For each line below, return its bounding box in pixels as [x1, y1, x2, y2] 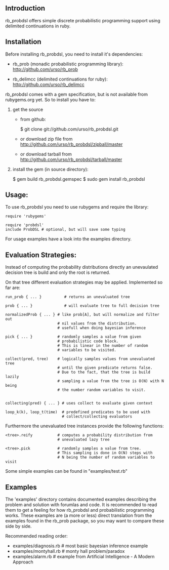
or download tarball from [20, 151, 72, 157]
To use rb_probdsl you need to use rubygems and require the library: [5, 204, 149, 210]
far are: [5, 284, 21, 291]
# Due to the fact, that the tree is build [57, 370, 151, 375]
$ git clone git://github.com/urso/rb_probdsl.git [20, 126, 119, 132]
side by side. [5, 523, 32, 530]
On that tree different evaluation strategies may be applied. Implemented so [5, 279, 163, 286]
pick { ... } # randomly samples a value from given [5, 334, 142, 340]
